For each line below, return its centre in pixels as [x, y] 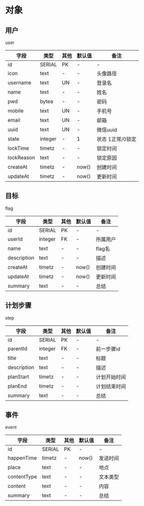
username [19, 83]
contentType [22, 477]
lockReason [21, 158]
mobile [16, 111]
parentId [17, 349]
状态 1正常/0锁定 [117, 139]
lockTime [18, 148]
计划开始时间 [111, 377]
